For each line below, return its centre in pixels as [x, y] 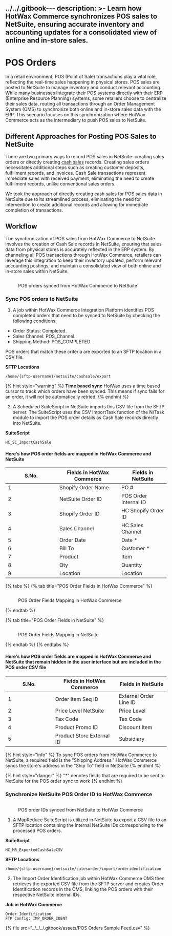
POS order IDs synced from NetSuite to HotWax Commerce [81, 809]
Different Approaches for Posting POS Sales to [81, 136]
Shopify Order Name [84, 488]
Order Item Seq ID [77, 699]
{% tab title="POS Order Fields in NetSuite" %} [55, 620]
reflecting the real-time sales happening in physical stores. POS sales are [82, 82]
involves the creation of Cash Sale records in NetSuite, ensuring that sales [84, 244]
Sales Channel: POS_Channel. [44, 336]
